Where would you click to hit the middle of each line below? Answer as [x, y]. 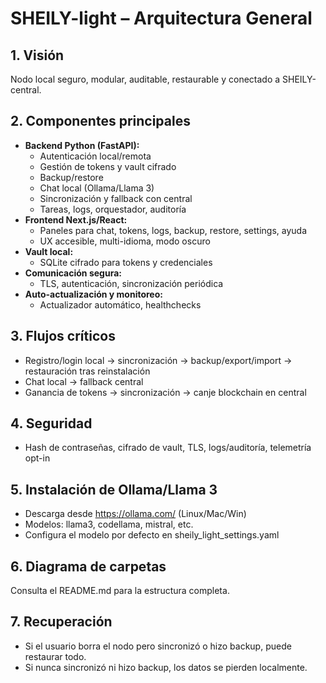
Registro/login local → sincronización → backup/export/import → [158, 360]
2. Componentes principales [100, 121]
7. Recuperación [61, 622]
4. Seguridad [51, 423]
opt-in [37, 458]
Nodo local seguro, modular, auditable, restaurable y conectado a [145, 79]
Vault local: [49, 251]
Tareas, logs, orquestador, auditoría [113, 209]
